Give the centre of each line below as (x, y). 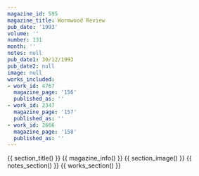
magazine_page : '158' (45, 132)
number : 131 (25, 40)
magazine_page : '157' (45, 112)
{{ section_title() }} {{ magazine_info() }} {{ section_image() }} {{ (99, 158)
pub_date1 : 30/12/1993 (40, 60)
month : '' (22, 46)
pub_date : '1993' (33, 27)
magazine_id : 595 (33, 14)
